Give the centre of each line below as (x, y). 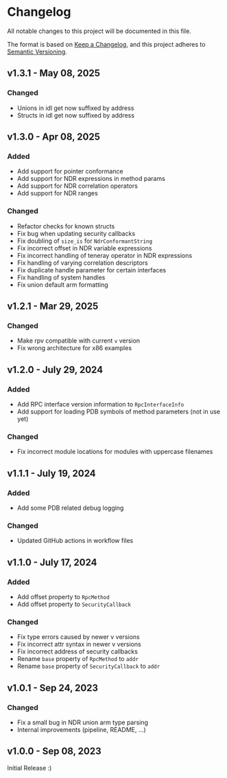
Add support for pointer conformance (70, 171)
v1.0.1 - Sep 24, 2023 (52, 688)
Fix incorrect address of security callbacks (77, 651)
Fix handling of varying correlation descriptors (83, 263)
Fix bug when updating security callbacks (76, 233)
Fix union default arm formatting (62, 284)
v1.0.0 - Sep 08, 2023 (54, 752)
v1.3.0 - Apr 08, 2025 (54, 137)
